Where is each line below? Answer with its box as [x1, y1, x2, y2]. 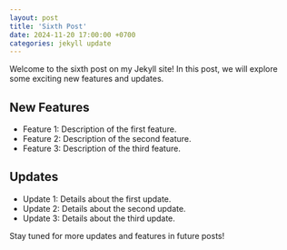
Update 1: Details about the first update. [22, 193, 172, 205]
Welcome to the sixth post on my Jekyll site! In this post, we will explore [9, 64, 279, 75]
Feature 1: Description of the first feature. [22, 124, 177, 135]
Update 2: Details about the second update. [22, 203, 186, 214]
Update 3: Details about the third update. [22, 213, 175, 224]
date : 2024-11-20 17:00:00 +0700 [9, 30, 136, 39]
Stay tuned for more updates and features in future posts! [9, 230, 225, 241]
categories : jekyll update [9, 38, 112, 48]
